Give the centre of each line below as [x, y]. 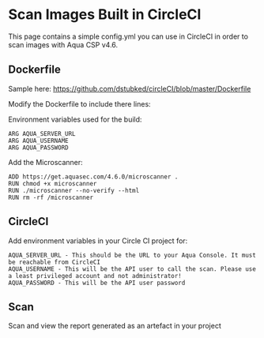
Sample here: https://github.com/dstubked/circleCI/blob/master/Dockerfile [130, 88]
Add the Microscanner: [45, 162]
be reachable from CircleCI [55, 262]
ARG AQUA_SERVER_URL [42, 133]
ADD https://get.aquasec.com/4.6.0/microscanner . [93, 177]
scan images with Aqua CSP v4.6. [63, 44]
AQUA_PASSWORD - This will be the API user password [97, 283]
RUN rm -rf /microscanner [51, 197]
